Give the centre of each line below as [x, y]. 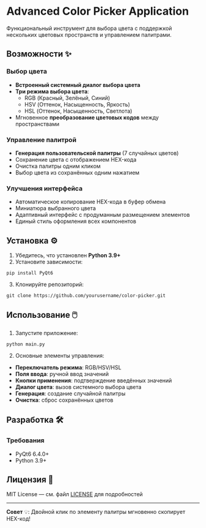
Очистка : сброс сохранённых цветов [64, 400]
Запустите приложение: [47, 333]
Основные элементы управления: [60, 355]
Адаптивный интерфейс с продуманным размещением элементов [102, 215]
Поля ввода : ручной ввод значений [62, 374]
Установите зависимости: [49, 262]
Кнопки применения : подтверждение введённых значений [93, 380]
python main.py [26, 344]
